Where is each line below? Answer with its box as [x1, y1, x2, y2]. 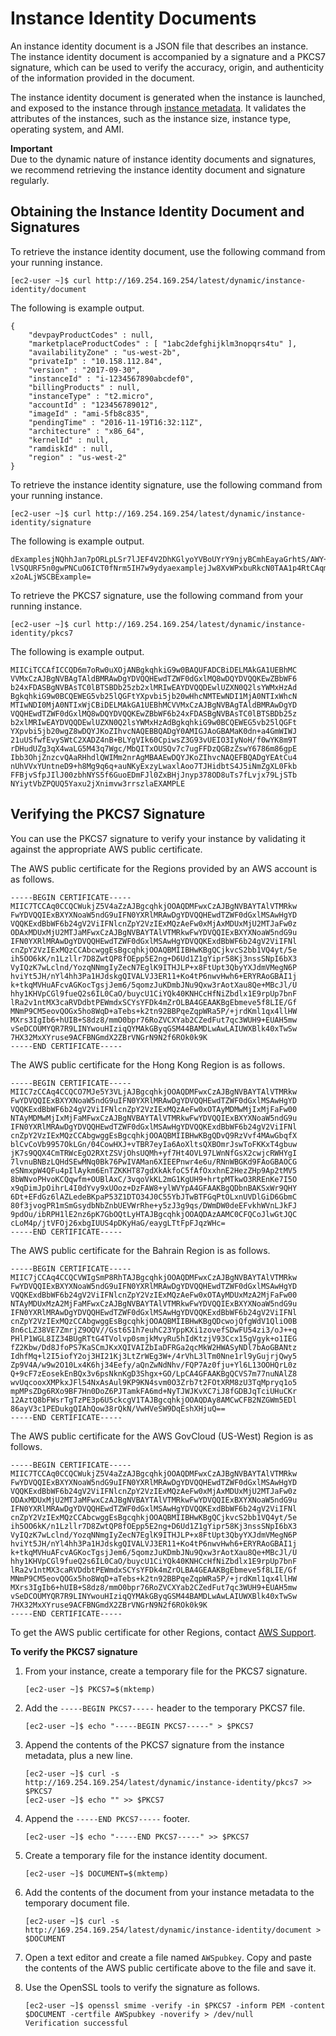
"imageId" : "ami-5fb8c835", [28, 408, 150, 419]
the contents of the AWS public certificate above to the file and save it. [24, 1962, 317, 1974]
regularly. [10, 174, 50, 186]
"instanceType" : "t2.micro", [28, 391, 155, 401]
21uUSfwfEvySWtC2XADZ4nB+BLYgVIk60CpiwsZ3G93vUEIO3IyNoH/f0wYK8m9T [10, 735, 298, 745]
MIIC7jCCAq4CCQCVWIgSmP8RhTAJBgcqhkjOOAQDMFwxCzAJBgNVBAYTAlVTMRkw [10, 1272, 298, 1282]
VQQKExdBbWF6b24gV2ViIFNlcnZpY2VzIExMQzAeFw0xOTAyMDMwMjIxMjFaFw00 [10, 1104, 298, 1114]
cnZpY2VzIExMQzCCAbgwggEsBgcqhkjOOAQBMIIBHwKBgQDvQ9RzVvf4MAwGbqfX [10, 1130, 298, 1141]
